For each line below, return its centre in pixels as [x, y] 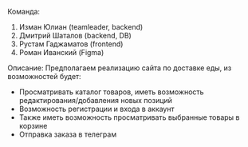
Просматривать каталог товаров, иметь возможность [111, 92]
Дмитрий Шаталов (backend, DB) [75, 36]
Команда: [24, 12]
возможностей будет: [44, 76]
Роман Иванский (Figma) [61, 52]
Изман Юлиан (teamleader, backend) [81, 27]
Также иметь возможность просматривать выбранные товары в [129, 117]
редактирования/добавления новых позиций [96, 100]
